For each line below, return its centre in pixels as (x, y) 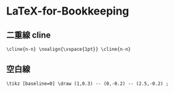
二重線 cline (29, 35)
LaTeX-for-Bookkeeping (68, 11)
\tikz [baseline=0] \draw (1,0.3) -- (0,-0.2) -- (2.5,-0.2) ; (88, 84)
